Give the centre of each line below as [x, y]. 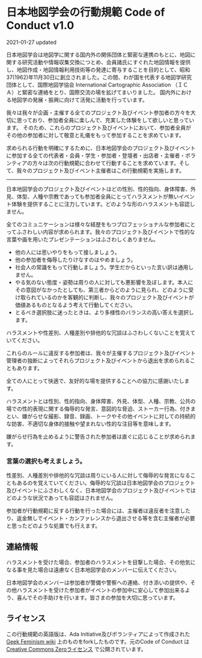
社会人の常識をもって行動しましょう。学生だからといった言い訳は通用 [102, 267]
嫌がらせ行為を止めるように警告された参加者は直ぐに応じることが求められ [98, 436]
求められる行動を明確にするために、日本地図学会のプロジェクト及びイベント [101, 147]
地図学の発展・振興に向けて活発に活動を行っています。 [79, 99]
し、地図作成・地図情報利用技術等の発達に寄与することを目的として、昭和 [98, 69]
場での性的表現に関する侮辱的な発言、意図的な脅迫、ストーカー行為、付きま [101, 408]
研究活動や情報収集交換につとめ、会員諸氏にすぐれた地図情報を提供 [106, 62]
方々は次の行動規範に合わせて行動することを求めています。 [106, 163]
